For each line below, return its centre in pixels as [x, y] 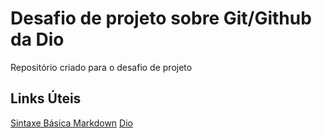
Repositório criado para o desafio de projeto [101, 67]
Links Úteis [46, 98]
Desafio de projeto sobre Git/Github [161, 18]
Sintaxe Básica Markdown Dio [71, 123]
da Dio [37, 39]
